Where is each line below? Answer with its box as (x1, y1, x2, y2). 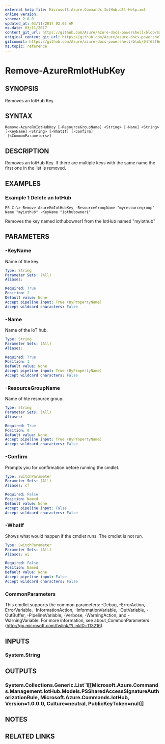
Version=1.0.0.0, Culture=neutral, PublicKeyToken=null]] (5, 700, 144, 707)
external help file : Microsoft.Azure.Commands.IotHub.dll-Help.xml (5, 7, 146, 12)
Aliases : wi (5, 552, 29, 557)
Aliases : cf (5, 483, 29, 488)
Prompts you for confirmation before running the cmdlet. (5, 465, 120, 470)
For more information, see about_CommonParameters (41, 618, 150, 623)
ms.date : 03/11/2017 (5, 26, 48, 31)
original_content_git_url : (5, 35, 60, 40)
